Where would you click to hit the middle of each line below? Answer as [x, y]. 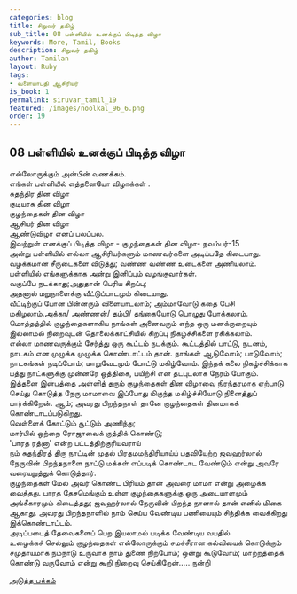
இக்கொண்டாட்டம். [41, 522]
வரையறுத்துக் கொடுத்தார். [53, 473]
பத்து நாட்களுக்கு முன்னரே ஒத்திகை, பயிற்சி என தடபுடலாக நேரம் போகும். [134, 372]
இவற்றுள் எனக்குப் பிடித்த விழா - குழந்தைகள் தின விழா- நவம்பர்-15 [125, 243]
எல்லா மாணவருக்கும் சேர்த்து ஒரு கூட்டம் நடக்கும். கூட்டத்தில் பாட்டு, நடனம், [138, 343]
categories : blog [41, 17]
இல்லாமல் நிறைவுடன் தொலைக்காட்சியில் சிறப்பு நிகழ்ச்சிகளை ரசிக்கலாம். [131, 332]
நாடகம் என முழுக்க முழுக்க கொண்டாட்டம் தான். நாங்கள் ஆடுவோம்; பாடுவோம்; [146, 353]
